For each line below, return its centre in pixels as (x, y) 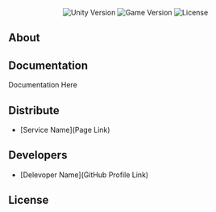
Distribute (34, 110)
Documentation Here (43, 85)
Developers (38, 155)
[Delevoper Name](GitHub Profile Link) (84, 175)
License (29, 200)
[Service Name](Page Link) (65, 130)
